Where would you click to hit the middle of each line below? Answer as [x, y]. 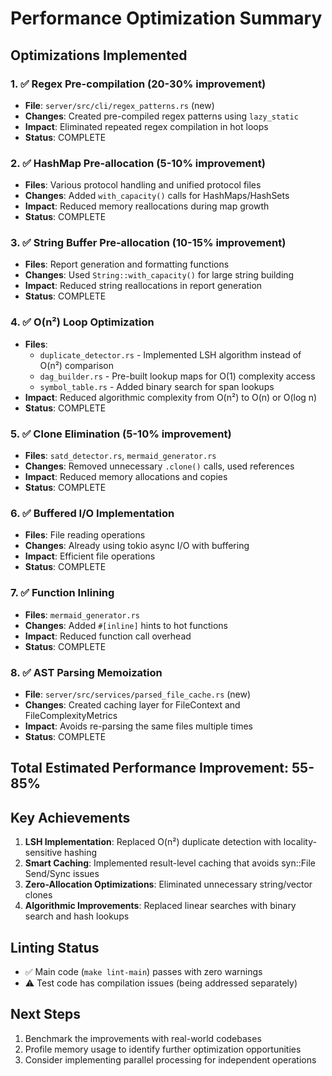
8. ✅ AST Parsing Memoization [86, 672]
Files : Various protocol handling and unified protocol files [143, 185]
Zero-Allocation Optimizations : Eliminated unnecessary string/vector [168, 884]
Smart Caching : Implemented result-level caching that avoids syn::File [170, 863]
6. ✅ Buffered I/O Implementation [92, 513]
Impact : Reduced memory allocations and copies [126, 477]
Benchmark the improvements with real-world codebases [143, 1038]
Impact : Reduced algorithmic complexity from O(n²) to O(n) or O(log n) [171, 397]
